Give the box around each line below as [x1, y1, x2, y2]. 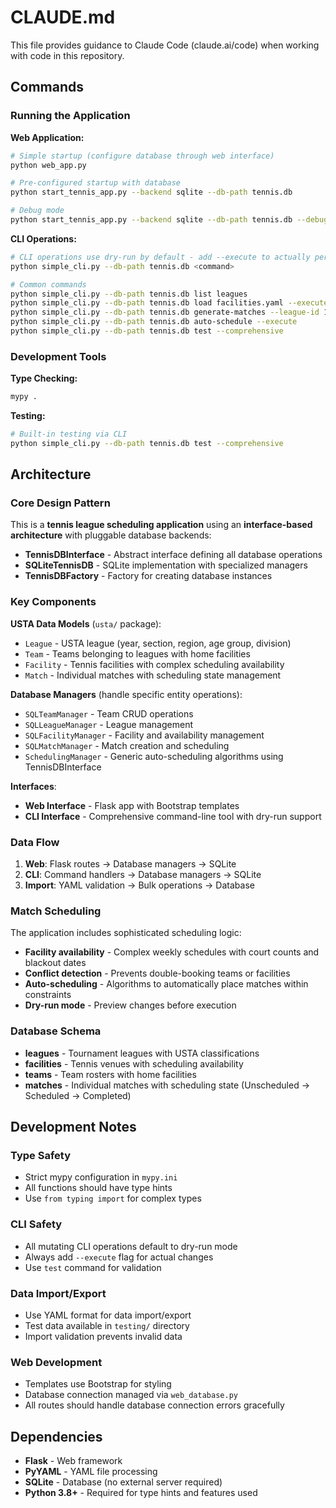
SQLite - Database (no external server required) [24, 1476, 223, 1488]
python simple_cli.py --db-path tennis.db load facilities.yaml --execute [10, 298, 329, 308]
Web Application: [10, 131, 85, 143]
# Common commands [10, 279, 87, 290]
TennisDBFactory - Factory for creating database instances [24, 570, 273, 582]
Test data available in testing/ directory [24, 1319, 190, 1331]
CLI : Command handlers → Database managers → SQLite [24, 869, 262, 881]
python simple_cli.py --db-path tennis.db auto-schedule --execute [10, 317, 298, 327]
